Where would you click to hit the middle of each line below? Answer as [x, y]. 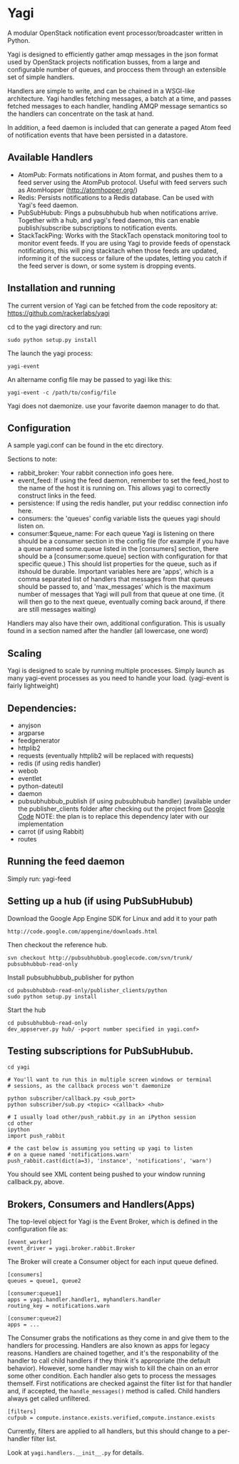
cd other [20, 1124]
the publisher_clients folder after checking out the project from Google [121, 809]
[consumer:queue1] [35, 1293]
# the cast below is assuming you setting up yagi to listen [100, 1149]
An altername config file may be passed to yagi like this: [90, 379]
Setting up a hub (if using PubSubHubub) [100, 901]
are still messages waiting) [57, 610]
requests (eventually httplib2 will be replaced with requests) [106, 756]
